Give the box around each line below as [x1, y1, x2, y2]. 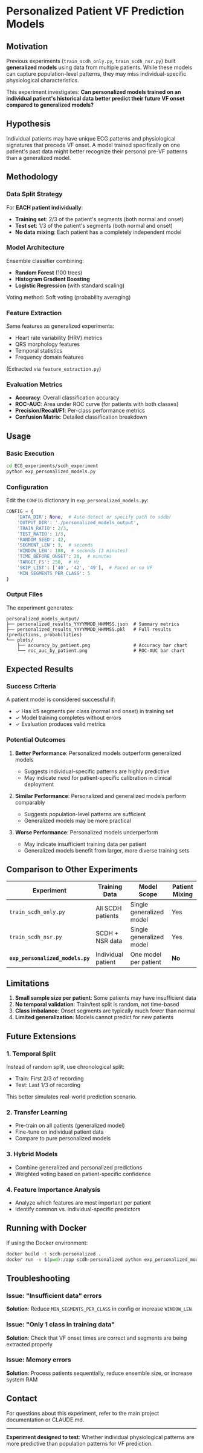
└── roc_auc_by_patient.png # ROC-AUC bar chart [17, 647, 185, 654]
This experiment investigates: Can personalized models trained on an [6, 88, 181, 95]
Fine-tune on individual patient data [14, 1128, 104, 1135]
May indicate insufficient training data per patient [24, 840, 147, 848]
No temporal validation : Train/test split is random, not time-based [14, 1001, 179, 1008]
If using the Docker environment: [6, 1239, 88, 1246]
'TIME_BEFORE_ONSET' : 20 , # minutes [17, 553, 112, 560]
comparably [14, 799, 45, 806]
